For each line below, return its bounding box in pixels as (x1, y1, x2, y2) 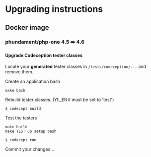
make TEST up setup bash (5, 129, 57, 134)
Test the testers (5, 115, 37, 121)
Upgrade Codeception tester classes (5, 52, 83, 58)
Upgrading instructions (5, 3, 103, 15)
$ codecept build (5, 106, 41, 111)
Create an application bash (5, 78, 61, 84)
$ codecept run (5, 137, 37, 142)
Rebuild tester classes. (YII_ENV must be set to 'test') (5, 97, 114, 103)
